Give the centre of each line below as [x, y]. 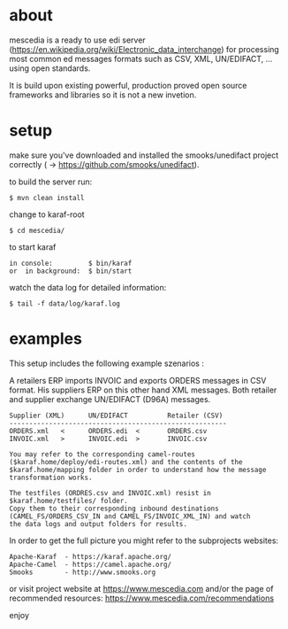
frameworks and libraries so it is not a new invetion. [103, 95]
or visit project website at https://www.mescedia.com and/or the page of [141, 588]
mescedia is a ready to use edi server [77, 40]
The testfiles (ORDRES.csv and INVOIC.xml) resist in [110, 493]
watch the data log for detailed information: [88, 287]
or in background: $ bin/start [71, 271]
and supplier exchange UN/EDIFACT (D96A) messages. [110, 399]
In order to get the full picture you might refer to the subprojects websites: [144, 540]
